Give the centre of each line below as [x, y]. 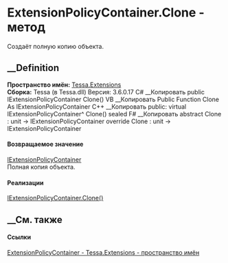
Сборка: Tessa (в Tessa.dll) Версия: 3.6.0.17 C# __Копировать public [106, 92]
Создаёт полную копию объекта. [56, 46]
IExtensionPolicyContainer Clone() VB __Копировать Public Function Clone [113, 99]
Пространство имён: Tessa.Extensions [64, 85]
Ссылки [19, 237]
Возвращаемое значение [45, 144]
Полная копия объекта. [41, 167]
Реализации [25, 182]
